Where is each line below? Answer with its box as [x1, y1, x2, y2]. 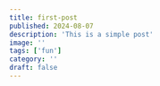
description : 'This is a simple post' [9, 30, 154, 39]
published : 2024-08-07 [9, 21, 94, 30]
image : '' [9, 38, 46, 47]
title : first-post [9, 13, 78, 22]
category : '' [9, 55, 58, 64]
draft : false [9, 64, 58, 73]
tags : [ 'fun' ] [9, 47, 63, 56]
